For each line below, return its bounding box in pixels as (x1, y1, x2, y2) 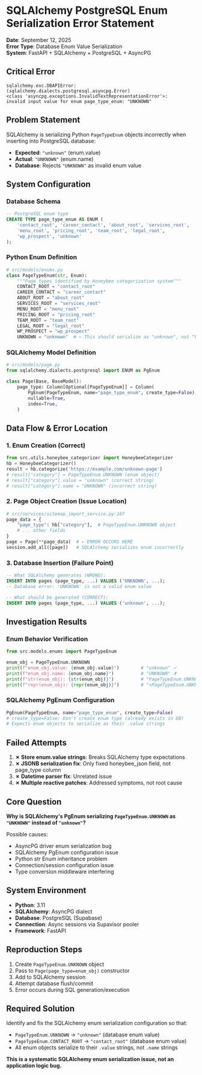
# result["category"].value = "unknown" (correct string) (6, 477, 155, 483)
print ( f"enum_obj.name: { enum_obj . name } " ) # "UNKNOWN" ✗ (6, 670, 177, 677)
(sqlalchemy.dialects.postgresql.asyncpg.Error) (6, 88, 130, 94)
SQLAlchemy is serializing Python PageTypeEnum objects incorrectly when (6, 131, 186, 138)
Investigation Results (6, 616, 87, 627)
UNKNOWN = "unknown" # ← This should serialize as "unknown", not (17, 334, 189, 340)
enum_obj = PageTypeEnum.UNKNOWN (6, 659, 90, 666)
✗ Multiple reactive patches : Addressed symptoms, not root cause (14, 779, 182, 786)
